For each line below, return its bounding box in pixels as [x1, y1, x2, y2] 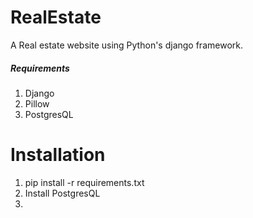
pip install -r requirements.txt [24, 176, 145, 188]
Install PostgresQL [24, 187, 101, 199]
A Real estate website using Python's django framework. [10, 39, 243, 51]
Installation [10, 144, 106, 166]
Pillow [24, 97, 50, 110]
